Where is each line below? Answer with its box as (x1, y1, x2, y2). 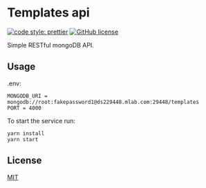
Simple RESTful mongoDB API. (7, 41, 95, 49)
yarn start (7, 136, 39, 143)
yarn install (7, 129, 45, 137)
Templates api (7, 5, 90, 21)
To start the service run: (7, 116, 76, 125)
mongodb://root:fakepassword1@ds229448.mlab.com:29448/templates (7, 98, 199, 105)
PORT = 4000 (7, 105, 41, 112)
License (7, 155, 42, 167)
